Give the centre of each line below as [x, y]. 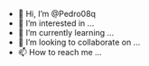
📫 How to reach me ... [60, 52]
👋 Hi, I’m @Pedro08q [57, 14]
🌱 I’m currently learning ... [66, 33]
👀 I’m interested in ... [56, 23]
